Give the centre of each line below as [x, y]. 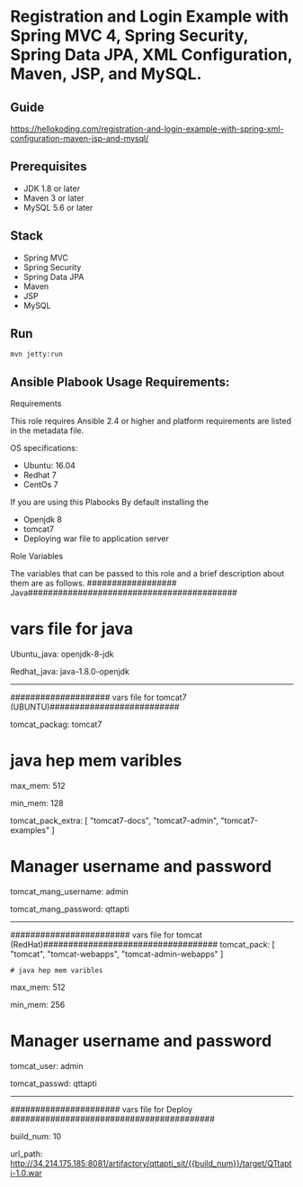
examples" [30, 830]
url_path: [27, 1154]
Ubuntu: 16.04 [49, 466]
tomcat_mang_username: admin [70, 892]
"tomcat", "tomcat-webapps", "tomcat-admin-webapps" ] [117, 954]
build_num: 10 [36, 1136]
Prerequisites [49, 167]
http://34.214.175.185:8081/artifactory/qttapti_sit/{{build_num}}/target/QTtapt [151, 1163]
